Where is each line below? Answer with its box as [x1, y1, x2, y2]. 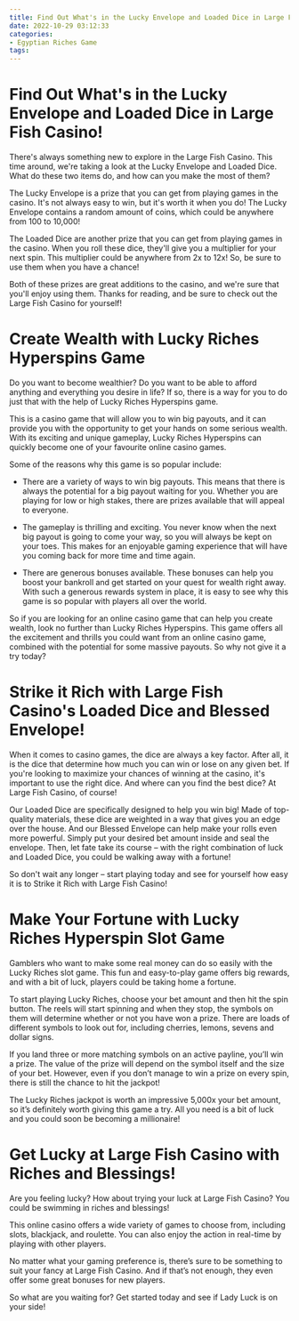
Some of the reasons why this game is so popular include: [9, 459, 222, 470]
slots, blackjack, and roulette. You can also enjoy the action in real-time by [9, 1228, 282, 1239]
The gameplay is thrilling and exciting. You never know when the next [21, 522, 278, 532]
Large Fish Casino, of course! [9, 786, 117, 797]
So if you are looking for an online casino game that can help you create [9, 613, 273, 624]
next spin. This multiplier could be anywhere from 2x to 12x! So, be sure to [9, 253, 282, 263]
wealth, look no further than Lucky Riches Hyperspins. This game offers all [9, 623, 283, 632]
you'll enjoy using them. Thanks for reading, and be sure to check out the [9, 288, 279, 299]
